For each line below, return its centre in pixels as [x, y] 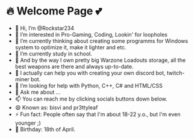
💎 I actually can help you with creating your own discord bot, [90, 73]
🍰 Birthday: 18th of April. [45, 129]
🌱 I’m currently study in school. [53, 54]
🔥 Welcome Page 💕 [54, 11]
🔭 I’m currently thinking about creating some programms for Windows [102, 41]
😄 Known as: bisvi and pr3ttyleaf [56, 107]
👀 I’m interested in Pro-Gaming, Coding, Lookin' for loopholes [91, 34]
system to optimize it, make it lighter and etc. [70, 47]
